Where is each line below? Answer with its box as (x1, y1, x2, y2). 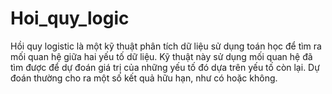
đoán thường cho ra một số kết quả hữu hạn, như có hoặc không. (10, 72, 278, 84)
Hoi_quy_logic (10, 7, 130, 30)
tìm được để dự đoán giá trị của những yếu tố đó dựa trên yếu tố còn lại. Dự (10, 61, 320, 73)
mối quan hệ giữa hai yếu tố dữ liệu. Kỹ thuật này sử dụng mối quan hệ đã (10, 50, 313, 62)
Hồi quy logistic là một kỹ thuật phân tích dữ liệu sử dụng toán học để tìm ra (10, 40, 322, 52)
